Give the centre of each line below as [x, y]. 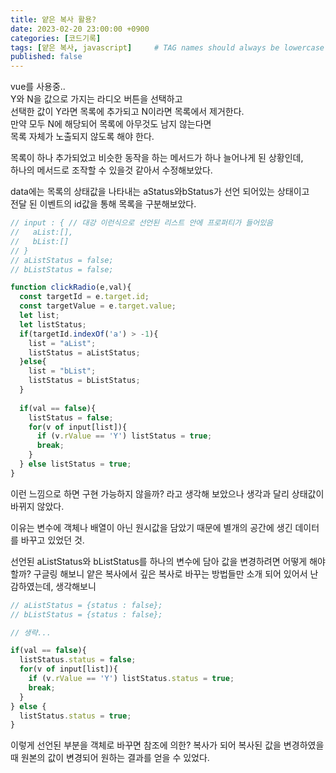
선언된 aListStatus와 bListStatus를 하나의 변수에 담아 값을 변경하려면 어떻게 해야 [168, 561]
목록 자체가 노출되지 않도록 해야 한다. [82, 137]
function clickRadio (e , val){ [71, 287]
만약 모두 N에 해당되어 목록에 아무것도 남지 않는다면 [111, 124]
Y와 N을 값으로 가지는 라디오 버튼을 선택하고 [96, 99]
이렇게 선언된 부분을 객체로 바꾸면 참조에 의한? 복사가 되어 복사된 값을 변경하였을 [167, 745]
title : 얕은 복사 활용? [53, 19]
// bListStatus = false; [62, 269]
